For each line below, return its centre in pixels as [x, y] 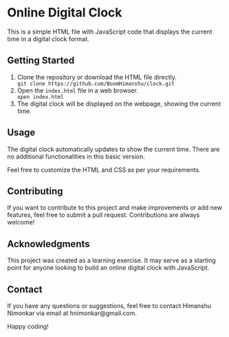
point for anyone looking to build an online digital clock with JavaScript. [108, 268]
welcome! [21, 222]
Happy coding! [28, 326]
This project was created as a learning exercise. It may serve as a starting [111, 260]
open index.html [40, 97]
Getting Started [41, 61]
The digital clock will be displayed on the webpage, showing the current [119, 104]
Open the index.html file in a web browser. [78, 90]
